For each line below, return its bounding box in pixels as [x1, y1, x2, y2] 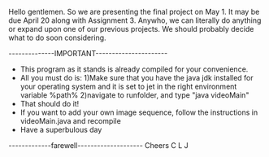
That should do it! [20, 99, 80, 108]
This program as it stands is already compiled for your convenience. [20, 64, 249, 74]
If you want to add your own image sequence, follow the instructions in [20, 107, 258, 117]
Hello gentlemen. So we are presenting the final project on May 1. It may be [8, 7, 260, 16]
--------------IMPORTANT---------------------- [8, 49, 168, 58]
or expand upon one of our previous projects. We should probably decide [8, 24, 254, 33]
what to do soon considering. [8, 33, 107, 42]
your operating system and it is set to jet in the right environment [20, 81, 237, 91]
